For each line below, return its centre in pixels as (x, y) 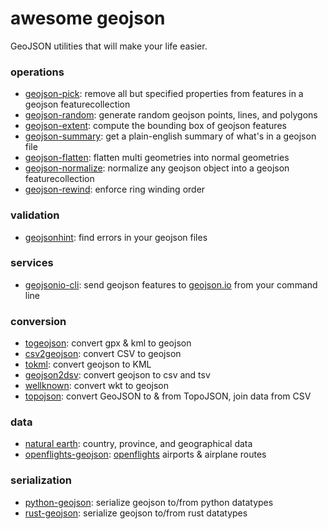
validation (35, 215)
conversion (38, 321)
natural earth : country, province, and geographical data (138, 444)
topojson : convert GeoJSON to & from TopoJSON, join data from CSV (168, 396)
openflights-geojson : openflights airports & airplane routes (145, 454)
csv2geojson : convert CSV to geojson (103, 354)
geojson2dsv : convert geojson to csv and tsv (117, 375)
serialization (41, 480)
